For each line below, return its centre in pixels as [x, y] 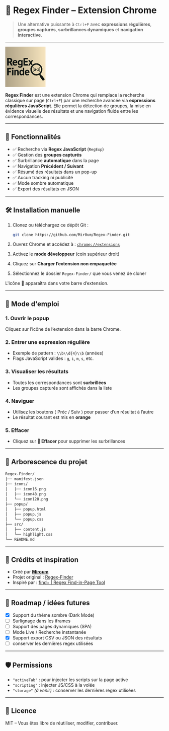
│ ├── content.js [26, 530]
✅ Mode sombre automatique [43, 183]
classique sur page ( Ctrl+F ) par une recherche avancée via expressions [80, 100]
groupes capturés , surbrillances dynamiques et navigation [80, 29]
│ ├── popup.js [23, 515]
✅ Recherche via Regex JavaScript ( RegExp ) [58, 149]
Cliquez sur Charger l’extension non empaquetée [64, 264]
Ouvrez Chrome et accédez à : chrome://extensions [66, 244]
